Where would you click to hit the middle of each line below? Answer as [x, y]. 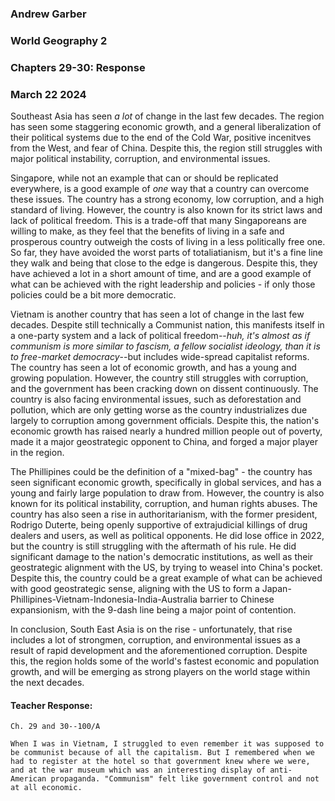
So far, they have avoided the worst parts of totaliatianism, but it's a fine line [166, 253]
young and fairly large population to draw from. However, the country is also [167, 493]
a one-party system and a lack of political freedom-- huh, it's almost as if [160, 336]
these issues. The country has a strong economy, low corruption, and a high [167, 199]
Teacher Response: [51, 705]
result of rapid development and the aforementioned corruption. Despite [159, 651]
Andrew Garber [48, 14]
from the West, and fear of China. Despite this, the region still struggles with [166, 148]
